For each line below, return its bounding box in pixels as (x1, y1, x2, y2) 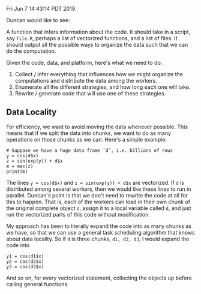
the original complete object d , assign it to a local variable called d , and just (6, 204, 191, 212)
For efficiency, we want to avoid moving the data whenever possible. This (6, 123, 188, 130)
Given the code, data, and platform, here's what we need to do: (6, 59, 163, 66)
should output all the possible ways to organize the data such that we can (6, 41, 188, 48)
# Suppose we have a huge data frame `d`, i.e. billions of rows (6, 147, 173, 154)
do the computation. (6, 47, 56, 55)
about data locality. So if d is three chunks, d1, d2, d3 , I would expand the (6, 235, 190, 242)
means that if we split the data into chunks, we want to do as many (6, 129, 171, 137)
